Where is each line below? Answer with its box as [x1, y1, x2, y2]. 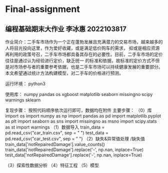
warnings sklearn [5, 97, 41, 103]
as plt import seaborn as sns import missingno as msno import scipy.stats [5, 118, 157, 124]
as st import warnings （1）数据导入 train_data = [5, 124, 105, 130]
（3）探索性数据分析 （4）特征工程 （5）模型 [5, 162, 99, 168]
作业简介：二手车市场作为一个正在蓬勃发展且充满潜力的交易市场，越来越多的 [5, 39, 163, 44]
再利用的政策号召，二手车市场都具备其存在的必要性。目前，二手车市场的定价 [5, 51, 163, 57]
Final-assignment [5, 3, 80, 15]
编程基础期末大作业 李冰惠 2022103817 [5, 24, 126, 33]
